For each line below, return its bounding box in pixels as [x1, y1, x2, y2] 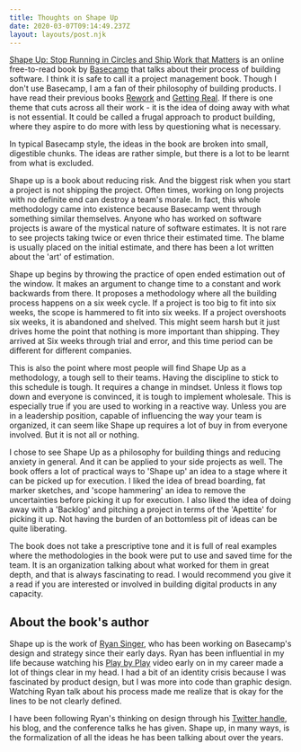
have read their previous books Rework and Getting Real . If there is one [9, 93, 274, 103]
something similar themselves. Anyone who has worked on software [9, 213, 262, 225]
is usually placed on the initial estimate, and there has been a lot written [9, 242, 274, 252]
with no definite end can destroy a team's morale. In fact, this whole [9, 194, 261, 205]
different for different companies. [9, 345, 132, 356]
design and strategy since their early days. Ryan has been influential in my [9, 648, 285, 659]
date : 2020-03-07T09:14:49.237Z [9, 22, 130, 31]
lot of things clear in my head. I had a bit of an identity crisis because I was [9, 667, 287, 678]
